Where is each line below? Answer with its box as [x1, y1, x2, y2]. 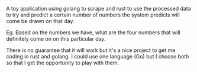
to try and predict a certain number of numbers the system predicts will [6, 11, 180, 18]
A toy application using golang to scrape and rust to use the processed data [6, 5, 191, 12]
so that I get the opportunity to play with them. [6, 59, 120, 66]
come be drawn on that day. [6, 18, 75, 24]
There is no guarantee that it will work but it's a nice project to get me [6, 47, 176, 54]
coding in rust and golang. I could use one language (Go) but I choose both [6, 53, 189, 60]
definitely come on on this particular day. [6, 35, 106, 42]
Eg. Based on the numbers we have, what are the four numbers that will [6, 29, 180, 36]
